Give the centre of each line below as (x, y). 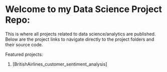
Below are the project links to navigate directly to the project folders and (80, 39)
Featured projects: (24, 54)
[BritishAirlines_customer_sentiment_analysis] (60, 64)
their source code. (24, 44)
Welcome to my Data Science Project (83, 9)
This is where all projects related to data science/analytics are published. (80, 34)
